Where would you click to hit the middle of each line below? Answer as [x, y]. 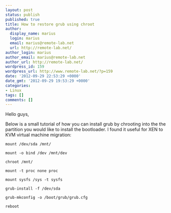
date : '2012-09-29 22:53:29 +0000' [43, 76]
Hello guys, [17, 114]
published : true [22, 19]
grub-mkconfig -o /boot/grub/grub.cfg [46, 198]
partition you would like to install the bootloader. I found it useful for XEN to [84, 130]
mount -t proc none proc [32, 171]
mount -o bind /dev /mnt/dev [36, 153]
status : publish [22, 15]
